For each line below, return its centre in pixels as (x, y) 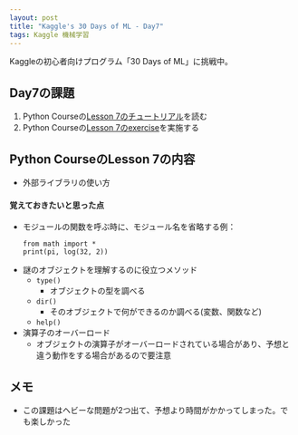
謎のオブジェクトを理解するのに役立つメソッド (110, 270)
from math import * (59, 244)
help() (48, 323)
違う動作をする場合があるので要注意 (104, 355)
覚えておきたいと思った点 (57, 205)
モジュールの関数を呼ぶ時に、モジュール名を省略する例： (129, 227)
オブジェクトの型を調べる (97, 291)
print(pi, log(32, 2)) (65, 252)
